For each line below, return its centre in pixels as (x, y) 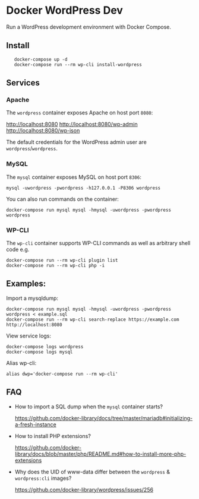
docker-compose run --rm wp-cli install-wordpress (78, 64)
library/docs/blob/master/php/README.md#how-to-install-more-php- (100, 454)
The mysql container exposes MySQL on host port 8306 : (74, 177)
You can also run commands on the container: (62, 199)
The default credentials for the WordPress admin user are (76, 142)
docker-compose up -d (41, 59)
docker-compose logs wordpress (45, 346)
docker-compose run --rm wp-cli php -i (56, 266)
